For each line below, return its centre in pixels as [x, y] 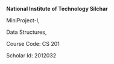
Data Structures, [27, 32]
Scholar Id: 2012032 [31, 56]
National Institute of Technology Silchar [57, 9]
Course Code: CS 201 [33, 44]
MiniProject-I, [23, 20]
